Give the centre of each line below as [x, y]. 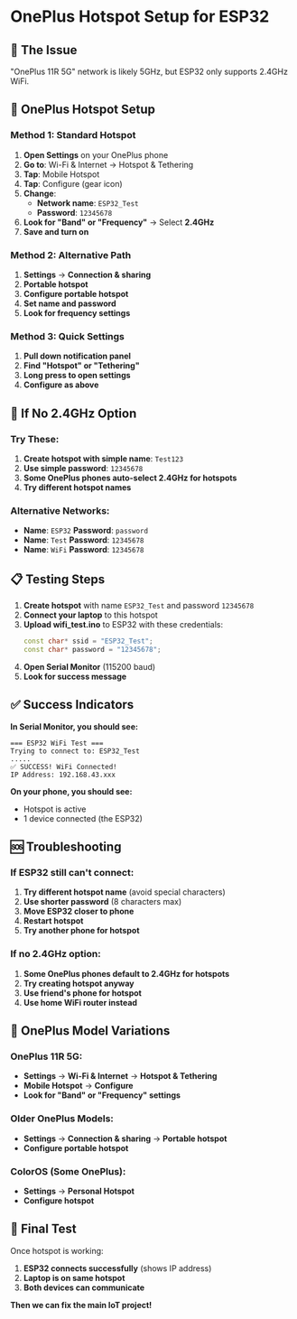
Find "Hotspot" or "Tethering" [81, 366]
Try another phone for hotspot [81, 931]
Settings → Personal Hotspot [79, 1191]
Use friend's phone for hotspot [83, 993]
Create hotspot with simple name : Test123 [103, 459]
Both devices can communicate [84, 1287]
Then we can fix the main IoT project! [81, 1305]
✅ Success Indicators [72, 705]
